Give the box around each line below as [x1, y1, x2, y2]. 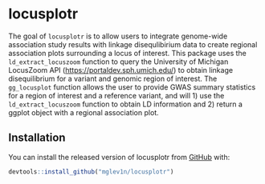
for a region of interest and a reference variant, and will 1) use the [8, 90, 225, 100]
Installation [8, 131, 66, 145]
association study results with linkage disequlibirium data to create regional [8, 39, 258, 49]
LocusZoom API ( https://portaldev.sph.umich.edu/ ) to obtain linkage [8, 65, 234, 74]
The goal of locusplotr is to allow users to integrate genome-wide [8, 31, 228, 41]
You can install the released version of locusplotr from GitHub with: [8, 152, 230, 162]
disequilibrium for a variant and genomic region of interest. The [8, 74, 218, 83]
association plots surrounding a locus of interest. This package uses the [8, 48, 247, 58]
